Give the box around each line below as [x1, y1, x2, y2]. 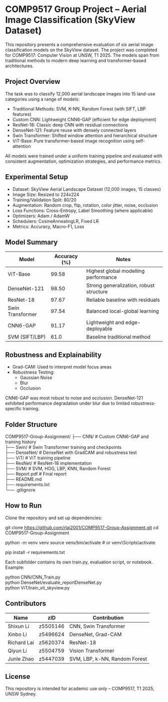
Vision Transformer [69, 647, 114, 654]
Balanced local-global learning [86, 308, 159, 315]
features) [12, 111, 31, 117]
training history [5, 439, 36, 445]
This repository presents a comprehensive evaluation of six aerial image [5, 41, 153, 47]
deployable [86, 325, 112, 332]
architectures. [5, 63, 34, 69]
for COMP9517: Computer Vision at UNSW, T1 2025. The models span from [5, 52, 159, 58]
